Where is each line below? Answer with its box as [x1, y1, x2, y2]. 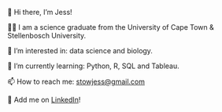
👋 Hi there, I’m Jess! [7, 8, 72, 16]
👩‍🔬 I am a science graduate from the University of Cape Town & [7, 23, 214, 31]
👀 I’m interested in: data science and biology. [7, 46, 153, 55]
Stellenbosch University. [7, 31, 87, 40]
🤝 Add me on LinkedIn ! [7, 95, 81, 104]
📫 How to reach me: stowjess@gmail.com [7, 77, 146, 86]
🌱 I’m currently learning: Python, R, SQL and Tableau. [7, 61, 180, 70]
